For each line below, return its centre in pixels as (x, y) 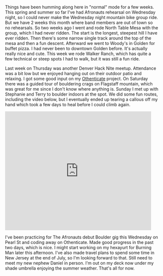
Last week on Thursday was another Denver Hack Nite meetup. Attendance (81, 68)
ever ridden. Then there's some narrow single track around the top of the (78, 38)
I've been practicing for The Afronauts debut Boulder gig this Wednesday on (81, 237)
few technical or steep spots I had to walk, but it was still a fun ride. (72, 59)
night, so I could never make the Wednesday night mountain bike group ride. (81, 17)
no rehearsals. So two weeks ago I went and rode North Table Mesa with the (81, 28)
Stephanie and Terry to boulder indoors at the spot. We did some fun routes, (81, 94)
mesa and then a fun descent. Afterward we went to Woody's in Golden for (80, 43)
